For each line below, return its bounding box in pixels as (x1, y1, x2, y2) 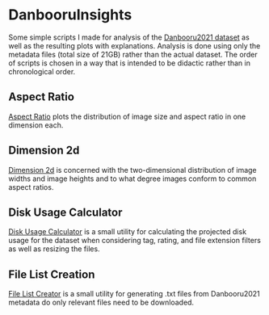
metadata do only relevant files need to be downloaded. (8, 297, 195, 308)
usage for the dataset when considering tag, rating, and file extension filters (8, 236, 261, 246)
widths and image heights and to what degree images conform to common (8, 174, 257, 183)
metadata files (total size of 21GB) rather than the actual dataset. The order (8, 49, 258, 59)
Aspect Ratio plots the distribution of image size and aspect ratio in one (8, 111, 246, 121)
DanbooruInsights (8, 6, 132, 24)
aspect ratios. (8, 182, 54, 191)
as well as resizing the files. (8, 244, 100, 254)
